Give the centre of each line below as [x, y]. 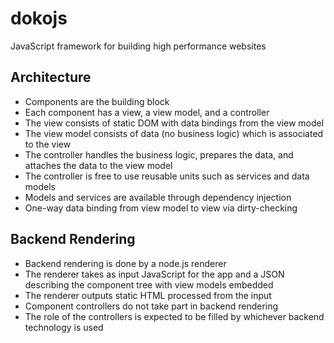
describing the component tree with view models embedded [149, 284]
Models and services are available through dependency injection [158, 197]
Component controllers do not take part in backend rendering [151, 306]
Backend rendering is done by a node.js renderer [125, 263]
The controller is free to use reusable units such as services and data [167, 176]
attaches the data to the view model [98, 165]
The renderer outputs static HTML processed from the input [148, 295]
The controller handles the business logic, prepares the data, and [159, 154]
